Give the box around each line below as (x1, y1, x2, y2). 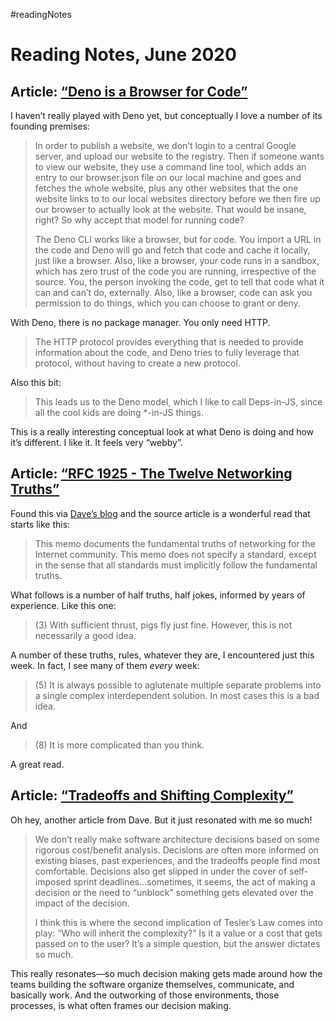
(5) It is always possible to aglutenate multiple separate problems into (34, 679, 322, 691)
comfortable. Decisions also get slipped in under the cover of (34, 865, 288, 877)
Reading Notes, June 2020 (10, 44, 237, 66)
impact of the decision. (34, 897, 130, 909)
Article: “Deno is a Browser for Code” (10, 83, 248, 100)
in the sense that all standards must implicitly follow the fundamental (34, 559, 318, 571)
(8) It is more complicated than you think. (34, 739, 205, 751)
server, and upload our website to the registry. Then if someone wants (34, 150, 325, 162)
